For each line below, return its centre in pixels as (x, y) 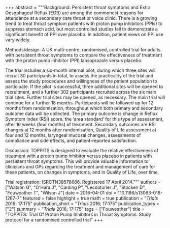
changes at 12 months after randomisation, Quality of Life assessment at (81, 130)
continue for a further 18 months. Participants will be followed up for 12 (79, 103)
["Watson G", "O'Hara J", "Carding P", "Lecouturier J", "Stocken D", (76, 187)
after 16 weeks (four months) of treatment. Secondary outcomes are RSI (80, 124)
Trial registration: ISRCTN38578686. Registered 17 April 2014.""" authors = (83, 182)
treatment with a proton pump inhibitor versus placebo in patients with (79, 156)
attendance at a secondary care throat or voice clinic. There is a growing (81, 18)
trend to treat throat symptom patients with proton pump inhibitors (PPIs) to (84, 23)
